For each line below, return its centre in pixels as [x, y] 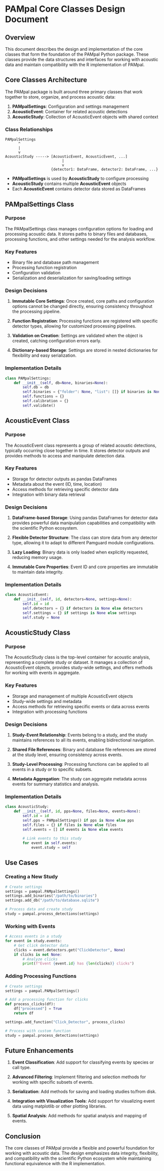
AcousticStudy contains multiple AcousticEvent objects [69, 184]
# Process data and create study [39, 909]
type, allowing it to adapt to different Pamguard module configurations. [83, 543]
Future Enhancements [40, 1050]
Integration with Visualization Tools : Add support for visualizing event [83, 1101]
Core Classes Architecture [46, 80]
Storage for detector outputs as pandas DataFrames [64, 479]
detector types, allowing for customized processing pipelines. [74, 326]
